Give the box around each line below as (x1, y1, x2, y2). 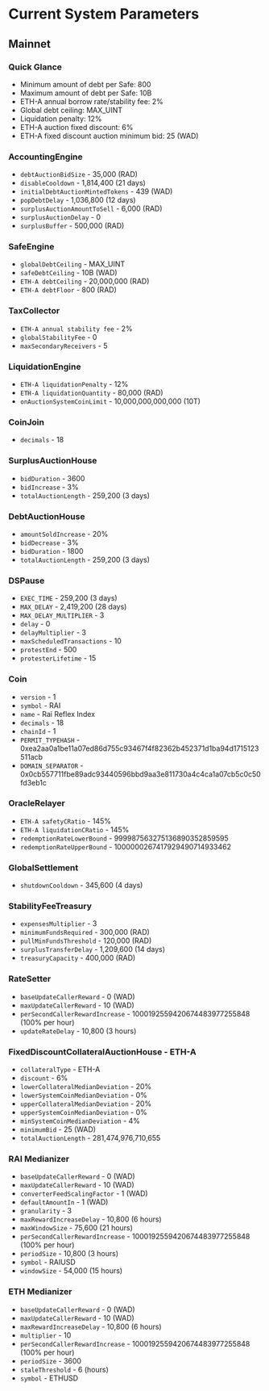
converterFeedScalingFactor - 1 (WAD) (19, 1188, 148, 1199)
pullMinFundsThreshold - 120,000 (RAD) (19, 936, 152, 945)
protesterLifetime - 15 (19, 653, 97, 663)
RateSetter (8, 974, 52, 985)
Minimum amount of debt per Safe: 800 (19, 79, 151, 89)
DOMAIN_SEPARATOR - (19, 760, 84, 770)
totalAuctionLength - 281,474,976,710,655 (19, 1133, 161, 1143)
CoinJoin (8, 417, 44, 428)
